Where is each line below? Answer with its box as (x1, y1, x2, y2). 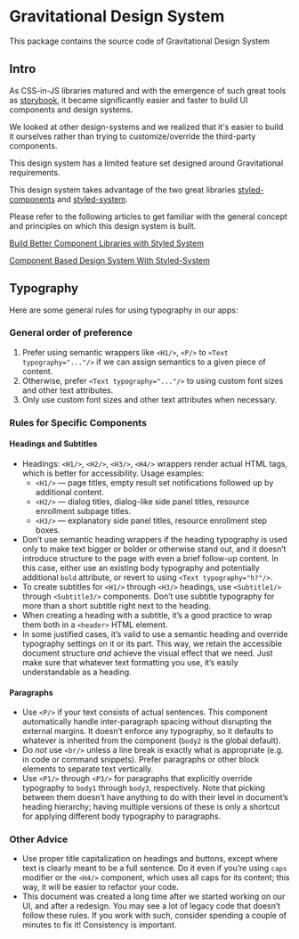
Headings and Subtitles (9, 438, 98, 449)
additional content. (35, 486, 104, 497)
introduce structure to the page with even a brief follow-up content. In (21, 552, 279, 563)
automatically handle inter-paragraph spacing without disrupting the (21, 716, 272, 727)
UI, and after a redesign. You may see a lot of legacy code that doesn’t (21, 901, 281, 911)
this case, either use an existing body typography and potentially (21, 562, 260, 573)
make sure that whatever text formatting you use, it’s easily (21, 657, 238, 667)
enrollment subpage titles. (35, 505, 132, 516)
